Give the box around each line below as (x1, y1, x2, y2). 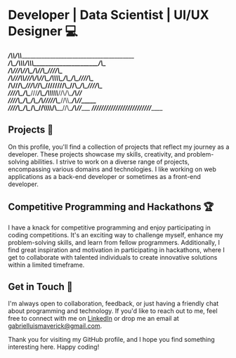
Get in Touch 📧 (8, 281, 73, 293)
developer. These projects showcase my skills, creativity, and (8, 150, 185, 158)
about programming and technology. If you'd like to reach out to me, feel (8, 307, 218, 315)
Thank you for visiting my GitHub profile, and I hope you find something (8, 336, 215, 344)
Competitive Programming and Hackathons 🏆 (8, 201, 214, 213)
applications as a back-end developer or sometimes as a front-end (8, 172, 201, 180)
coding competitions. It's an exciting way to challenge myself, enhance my (8, 230, 223, 239)
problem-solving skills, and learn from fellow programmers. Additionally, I (8, 238, 221, 246)
